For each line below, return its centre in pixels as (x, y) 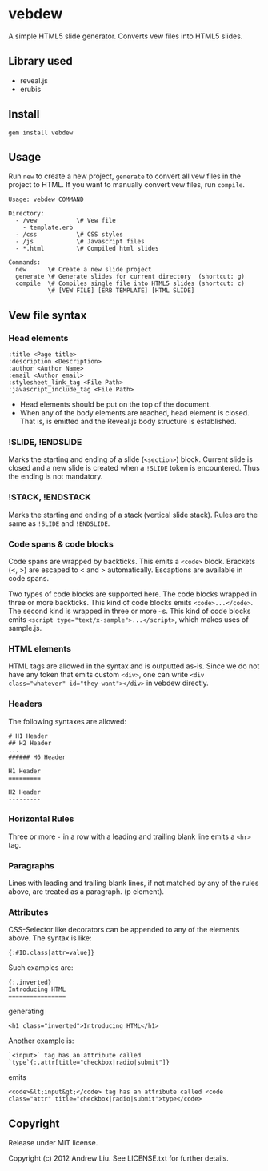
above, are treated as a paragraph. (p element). (86, 892)
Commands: (25, 263)
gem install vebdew (41, 133)
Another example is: (41, 1041)
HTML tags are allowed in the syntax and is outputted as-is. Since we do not (134, 666)
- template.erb (48, 228)
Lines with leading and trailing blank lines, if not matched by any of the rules (134, 883)
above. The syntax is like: (50, 938)
